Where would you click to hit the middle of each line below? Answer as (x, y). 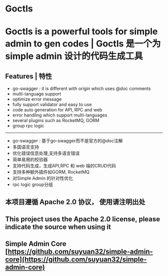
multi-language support (37, 94)
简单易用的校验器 (30, 159)
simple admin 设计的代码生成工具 (74, 56)
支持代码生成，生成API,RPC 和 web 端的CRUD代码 (64, 166)
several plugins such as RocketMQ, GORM (56, 120)
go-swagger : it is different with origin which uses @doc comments (81, 88)
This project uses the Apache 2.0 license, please (83, 219)
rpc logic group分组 (33, 184)
